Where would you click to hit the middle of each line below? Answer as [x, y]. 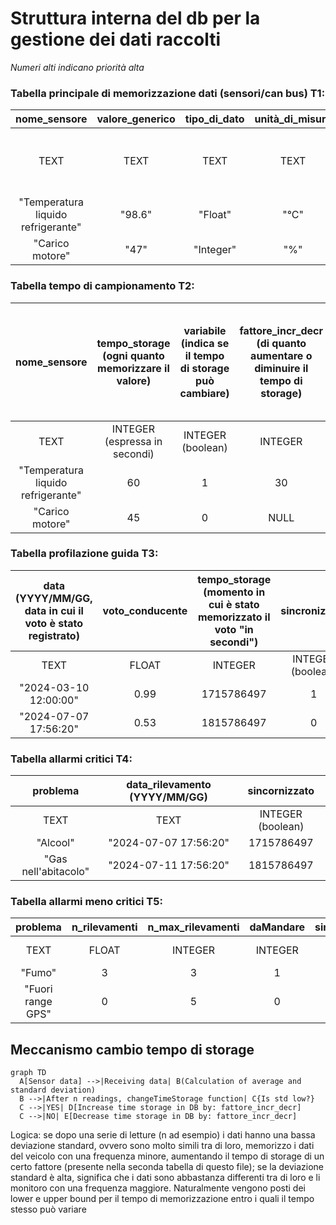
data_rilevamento [169, 785]
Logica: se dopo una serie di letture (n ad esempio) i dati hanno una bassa [163, 1135]
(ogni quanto [133, 355]
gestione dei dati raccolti [115, 39]
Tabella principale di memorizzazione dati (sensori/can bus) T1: [168, 93]
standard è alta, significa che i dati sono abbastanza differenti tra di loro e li [165, 1178]
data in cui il [54, 610]
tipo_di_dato [214, 119]
